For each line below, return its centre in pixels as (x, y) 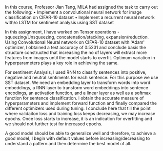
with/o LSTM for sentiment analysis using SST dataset (60, 22)
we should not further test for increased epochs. (54, 124)
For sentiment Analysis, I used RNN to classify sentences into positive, (76, 72)
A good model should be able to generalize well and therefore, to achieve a (81, 133)
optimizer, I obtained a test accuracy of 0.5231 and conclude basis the (76, 47)
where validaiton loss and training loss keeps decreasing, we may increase (80, 113)
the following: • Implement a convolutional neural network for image (73, 12)
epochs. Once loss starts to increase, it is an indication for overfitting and (79, 119)
